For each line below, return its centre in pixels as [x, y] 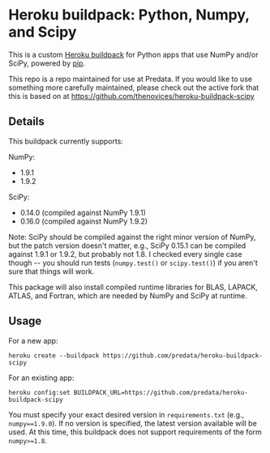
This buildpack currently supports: [66, 141]
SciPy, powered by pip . [47, 63]
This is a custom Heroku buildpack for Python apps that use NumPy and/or [134, 54]
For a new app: [33, 340]
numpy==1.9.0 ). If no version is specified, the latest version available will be [133, 423]
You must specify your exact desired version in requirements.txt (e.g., [126, 414]
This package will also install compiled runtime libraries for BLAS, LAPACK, [133, 287]
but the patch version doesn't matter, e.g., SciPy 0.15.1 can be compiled [127, 246]
